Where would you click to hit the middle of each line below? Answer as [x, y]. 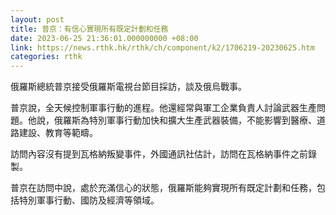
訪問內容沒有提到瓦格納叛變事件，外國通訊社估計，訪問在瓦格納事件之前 [159, 154]
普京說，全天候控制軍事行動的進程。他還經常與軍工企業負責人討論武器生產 [163, 108]
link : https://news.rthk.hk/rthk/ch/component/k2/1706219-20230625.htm [162, 47]
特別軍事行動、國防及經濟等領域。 [89, 200]
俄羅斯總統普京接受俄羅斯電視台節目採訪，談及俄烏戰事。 [128, 87]
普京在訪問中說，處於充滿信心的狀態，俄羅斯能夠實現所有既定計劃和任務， [163, 188]
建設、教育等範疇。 [58, 133]
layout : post [37, 19]
